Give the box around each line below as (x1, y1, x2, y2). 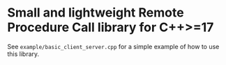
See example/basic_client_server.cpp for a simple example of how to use (7, 42, 220, 50)
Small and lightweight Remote (7, 5, 184, 21)
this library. (7, 50, 40, 58)
